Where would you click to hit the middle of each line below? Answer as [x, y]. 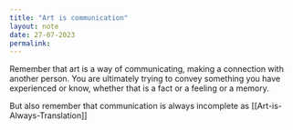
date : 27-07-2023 [42, 35]
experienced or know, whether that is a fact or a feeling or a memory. [139, 88]
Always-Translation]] [48, 115]
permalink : [30, 43]
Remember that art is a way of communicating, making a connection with [147, 69]
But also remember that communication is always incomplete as [129, 106]
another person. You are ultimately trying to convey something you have [145, 79]
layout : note [34, 26]
